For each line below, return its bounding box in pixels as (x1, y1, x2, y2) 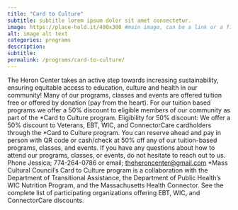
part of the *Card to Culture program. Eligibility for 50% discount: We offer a (7, 113, 231, 122)
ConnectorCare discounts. (7, 196, 84, 204)
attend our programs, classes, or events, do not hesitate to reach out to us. (7, 151, 226, 159)
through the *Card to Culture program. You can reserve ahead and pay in (7, 128, 222, 136)
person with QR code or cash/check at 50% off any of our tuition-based (7, 136, 217, 144)
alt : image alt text (7, 30, 69, 37)
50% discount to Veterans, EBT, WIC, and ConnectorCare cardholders (7, 121, 212, 129)
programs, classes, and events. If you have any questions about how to (7, 143, 215, 152)
